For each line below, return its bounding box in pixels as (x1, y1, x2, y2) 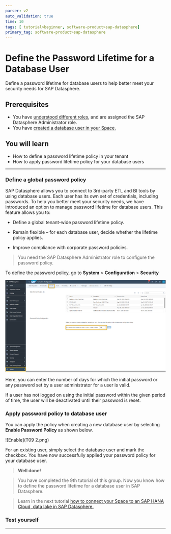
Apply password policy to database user (5, 410, 107, 417)
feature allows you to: (5, 209, 51, 215)
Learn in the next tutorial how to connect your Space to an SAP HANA (17, 498, 164, 504)
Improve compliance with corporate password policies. (12, 244, 128, 250)
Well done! (17, 468, 42, 473)
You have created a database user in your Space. (12, 125, 116, 131)
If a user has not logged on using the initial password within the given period (5, 392, 165, 398)
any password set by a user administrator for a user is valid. (5, 382, 131, 388)
